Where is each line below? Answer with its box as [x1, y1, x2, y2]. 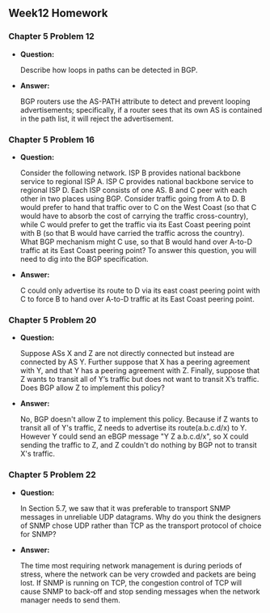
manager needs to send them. [19, 595, 120, 605]
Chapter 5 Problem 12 [8, 31, 95, 42]
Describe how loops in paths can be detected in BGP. [19, 65, 198, 75]
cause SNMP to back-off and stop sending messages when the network [19, 586, 260, 596]
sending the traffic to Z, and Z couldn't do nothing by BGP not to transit [19, 440, 257, 450]
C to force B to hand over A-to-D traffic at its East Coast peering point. [19, 294, 255, 303]
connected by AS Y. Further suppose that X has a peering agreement [19, 357, 251, 367]
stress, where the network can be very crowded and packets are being [19, 569, 256, 579]
